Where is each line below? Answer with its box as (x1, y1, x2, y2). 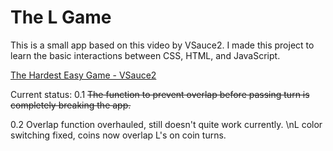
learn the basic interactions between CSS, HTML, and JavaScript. (10, 49, 281, 61)
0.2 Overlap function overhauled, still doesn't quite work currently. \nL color (10, 118, 323, 130)
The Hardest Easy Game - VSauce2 (10, 69, 157, 81)
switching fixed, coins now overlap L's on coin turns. (10, 129, 227, 141)
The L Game (10, 6, 112, 29)
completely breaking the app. (10, 99, 132, 111)
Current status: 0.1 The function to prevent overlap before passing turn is (10, 88, 310, 100)
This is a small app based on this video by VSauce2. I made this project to (10, 39, 315, 51)
